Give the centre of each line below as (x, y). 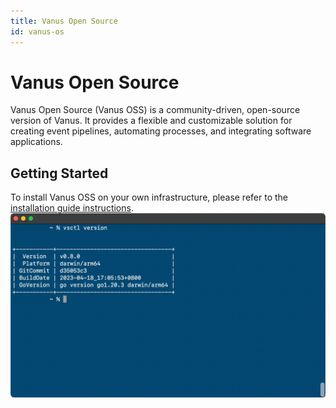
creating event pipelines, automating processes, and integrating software (161, 131)
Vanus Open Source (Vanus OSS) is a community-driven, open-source (155, 110)
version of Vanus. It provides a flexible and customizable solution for (151, 121)
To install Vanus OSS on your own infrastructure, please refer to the (149, 197)
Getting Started (59, 173)
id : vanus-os (37, 31)
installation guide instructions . (72, 208)
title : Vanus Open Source (64, 21)
